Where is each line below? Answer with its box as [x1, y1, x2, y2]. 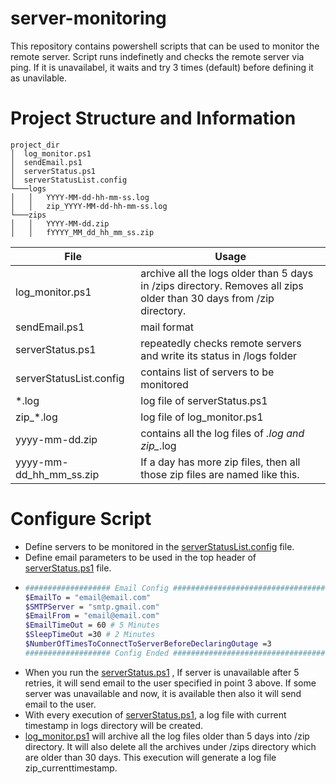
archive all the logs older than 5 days [140, 266, 314, 280]
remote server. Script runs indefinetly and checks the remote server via [10, 50, 305, 62]
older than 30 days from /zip [140, 291, 275, 305]
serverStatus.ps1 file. [24, 562, 112, 574]
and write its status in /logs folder [140, 348, 298, 362]
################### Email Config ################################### [24, 583, 330, 593]
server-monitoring [10, 7, 167, 30]
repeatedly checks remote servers [140, 336, 302, 350]
